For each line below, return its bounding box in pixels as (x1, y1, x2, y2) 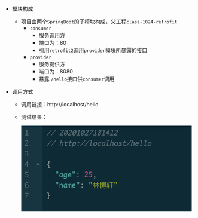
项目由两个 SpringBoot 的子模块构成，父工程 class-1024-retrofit (20, 18, 178, 25)
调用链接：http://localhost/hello (20, 101, 99, 108)
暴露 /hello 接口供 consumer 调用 (38, 75, 115, 82)
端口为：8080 (38, 68, 74, 75)
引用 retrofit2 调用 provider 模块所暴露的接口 (38, 47, 148, 54)
